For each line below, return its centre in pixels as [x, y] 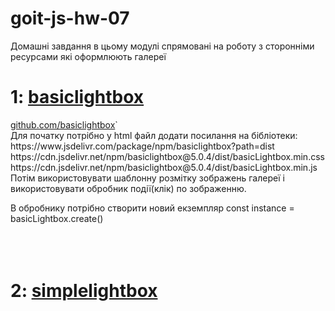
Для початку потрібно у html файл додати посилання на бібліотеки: [154, 135]
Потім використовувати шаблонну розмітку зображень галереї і [147, 178]
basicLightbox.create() [57, 218]
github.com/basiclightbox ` [64, 124]
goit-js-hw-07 [70, 18]
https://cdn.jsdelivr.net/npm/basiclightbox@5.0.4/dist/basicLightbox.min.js [164, 167]
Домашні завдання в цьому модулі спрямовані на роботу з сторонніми [162, 46]
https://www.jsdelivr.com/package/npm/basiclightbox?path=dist [142, 146]
